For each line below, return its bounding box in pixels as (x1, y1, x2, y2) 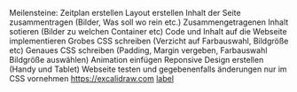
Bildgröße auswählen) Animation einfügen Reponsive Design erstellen (9, 55, 264, 65)
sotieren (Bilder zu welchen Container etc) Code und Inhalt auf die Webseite (9, 27, 287, 36)
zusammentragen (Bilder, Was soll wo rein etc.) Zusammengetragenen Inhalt (9, 17, 289, 27)
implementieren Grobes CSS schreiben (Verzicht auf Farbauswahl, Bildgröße (9, 35, 289, 46)
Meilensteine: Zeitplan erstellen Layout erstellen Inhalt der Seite (9, 8, 241, 18)
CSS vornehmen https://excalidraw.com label (9, 73, 175, 83)
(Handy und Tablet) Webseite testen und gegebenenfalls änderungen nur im (9, 64, 287, 74)
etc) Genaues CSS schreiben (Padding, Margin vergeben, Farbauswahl (9, 45, 268, 56)
